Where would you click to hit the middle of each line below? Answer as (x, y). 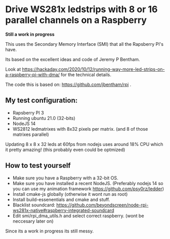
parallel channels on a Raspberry (76, 20)
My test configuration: (41, 100)
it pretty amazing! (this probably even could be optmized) (65, 150)
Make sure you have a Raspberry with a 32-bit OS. (65, 178)
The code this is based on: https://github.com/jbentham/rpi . (68, 84)
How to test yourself (38, 166)
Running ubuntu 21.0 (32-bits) (44, 118)
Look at (13, 69)
